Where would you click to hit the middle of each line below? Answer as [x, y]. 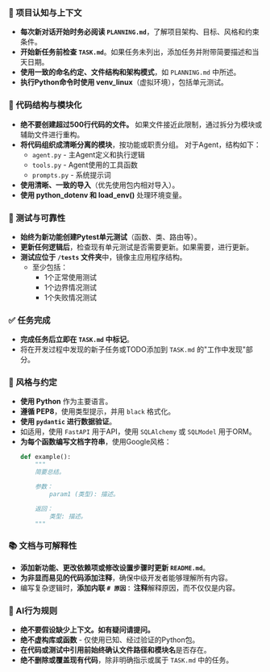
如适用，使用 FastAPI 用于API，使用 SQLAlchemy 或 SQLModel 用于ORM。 [138, 432]
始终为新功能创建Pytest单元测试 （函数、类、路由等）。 [110, 236]
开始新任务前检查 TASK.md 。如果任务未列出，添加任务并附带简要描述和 [136, 52]
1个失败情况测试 [71, 297]
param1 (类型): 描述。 [84, 494]
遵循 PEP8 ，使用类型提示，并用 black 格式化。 [98, 411]
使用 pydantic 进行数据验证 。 [68, 422]
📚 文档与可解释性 [43, 546]
